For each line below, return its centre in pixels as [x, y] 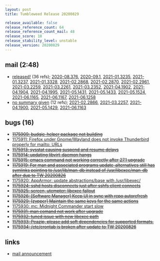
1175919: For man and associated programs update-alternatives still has [83, 165]
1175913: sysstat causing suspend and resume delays [65, 150]
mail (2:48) [22, 65]
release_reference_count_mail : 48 [40, 32]
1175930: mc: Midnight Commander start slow [58, 206]
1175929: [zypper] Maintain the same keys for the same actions [75, 201]
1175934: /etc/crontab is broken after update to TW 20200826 [74, 227]
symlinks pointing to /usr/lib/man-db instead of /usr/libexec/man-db [80, 170]
